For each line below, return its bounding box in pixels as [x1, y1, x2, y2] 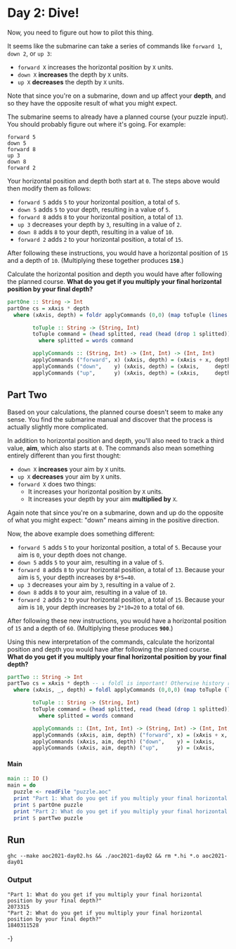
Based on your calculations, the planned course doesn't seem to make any [7, 408, 223, 416]
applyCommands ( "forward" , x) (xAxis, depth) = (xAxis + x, [32, 356, 212, 363]
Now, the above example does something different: [7, 529, 155, 538]
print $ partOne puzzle [13, 801, 83, 808]
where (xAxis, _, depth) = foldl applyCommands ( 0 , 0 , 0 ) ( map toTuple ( [13, 687, 228, 694]
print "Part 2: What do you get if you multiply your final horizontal [13, 808, 228, 815]
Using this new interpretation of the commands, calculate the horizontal [7, 638, 215, 646]
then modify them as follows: [7, 184, 91, 193]
